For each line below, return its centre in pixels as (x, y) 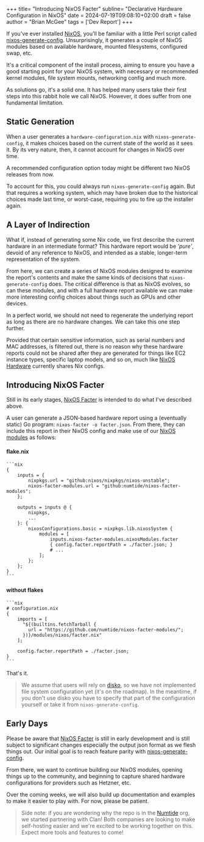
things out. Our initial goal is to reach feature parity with (76, 751)
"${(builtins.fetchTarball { (59, 624)
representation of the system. (43, 259)
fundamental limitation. (35, 103)
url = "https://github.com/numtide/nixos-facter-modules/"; (106, 630)
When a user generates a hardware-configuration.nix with (80, 136)
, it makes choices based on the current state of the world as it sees (107, 143)
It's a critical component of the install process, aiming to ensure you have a (100, 65)
